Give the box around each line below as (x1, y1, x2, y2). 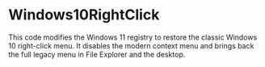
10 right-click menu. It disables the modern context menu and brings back (8, 40, 254, 50)
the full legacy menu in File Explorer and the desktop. (8, 49, 186, 59)
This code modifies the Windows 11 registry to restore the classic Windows (8, 32, 258, 42)
